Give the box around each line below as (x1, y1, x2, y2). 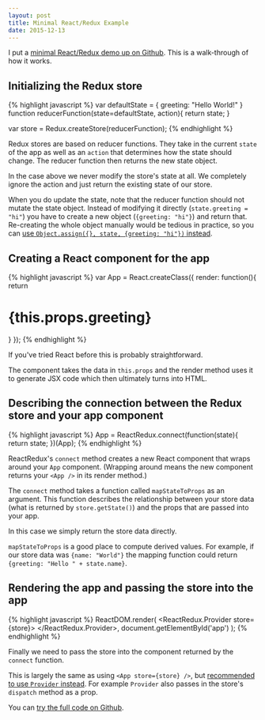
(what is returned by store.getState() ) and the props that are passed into (8, 503, 249, 512)
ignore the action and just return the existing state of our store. (8, 179, 213, 190)
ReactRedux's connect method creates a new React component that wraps (8, 454, 251, 463)
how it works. (8, 56, 52, 66)
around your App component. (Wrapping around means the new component (8, 462, 253, 471)
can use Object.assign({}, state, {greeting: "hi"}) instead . (8, 228, 213, 238)
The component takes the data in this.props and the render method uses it (8, 365, 253, 375)
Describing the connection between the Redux (8, 397, 243, 410)
